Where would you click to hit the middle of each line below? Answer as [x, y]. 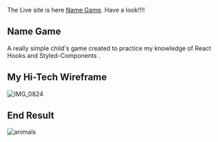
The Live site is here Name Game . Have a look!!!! [76, 10]
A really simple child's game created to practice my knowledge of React [109, 48]
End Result [31, 115]
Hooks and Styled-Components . [54, 55]
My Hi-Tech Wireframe [57, 78]
